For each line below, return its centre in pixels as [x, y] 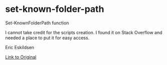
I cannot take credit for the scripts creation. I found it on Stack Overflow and [84, 32]
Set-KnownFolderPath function [37, 23]
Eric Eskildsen [20, 47]
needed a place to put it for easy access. [47, 38]
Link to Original [21, 57]
